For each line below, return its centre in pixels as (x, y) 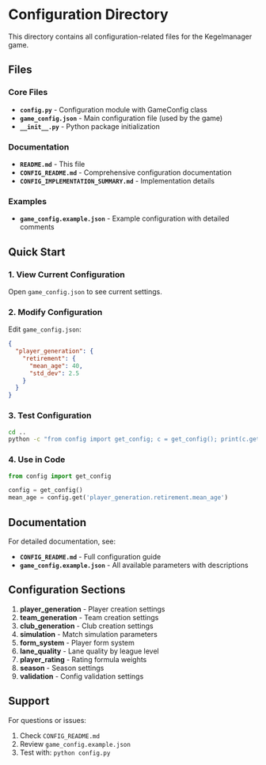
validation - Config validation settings (82, 676)
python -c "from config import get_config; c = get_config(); (113, 439)
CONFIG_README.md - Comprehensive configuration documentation (125, 172)
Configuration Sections (67, 590)
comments (37, 227)
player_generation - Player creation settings (92, 609)
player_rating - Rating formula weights (83, 659)
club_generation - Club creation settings (86, 626)
